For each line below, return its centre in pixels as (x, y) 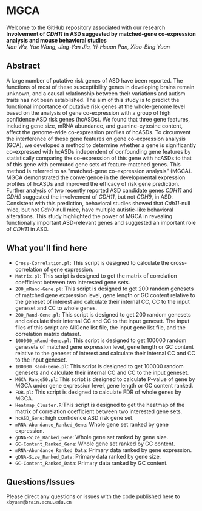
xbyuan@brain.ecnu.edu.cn (39, 502)
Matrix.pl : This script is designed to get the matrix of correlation (96, 276)
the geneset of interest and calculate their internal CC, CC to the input (102, 301)
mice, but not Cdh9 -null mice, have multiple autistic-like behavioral (90, 210)
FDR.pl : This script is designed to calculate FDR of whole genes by (98, 392)
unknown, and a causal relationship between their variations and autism (96, 93)
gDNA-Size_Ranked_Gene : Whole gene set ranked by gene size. (92, 437)
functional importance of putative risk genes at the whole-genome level (96, 106)
